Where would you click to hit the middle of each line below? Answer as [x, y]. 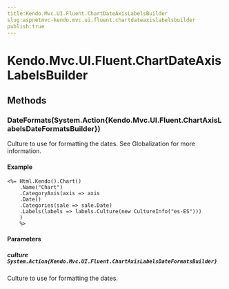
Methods [27, 100]
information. [24, 151]
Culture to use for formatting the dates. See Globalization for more [101, 144]
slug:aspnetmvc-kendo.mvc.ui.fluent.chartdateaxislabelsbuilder [101, 20]
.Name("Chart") [41, 188]
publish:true [26, 26]
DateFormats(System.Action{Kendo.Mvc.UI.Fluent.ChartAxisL [114, 120]
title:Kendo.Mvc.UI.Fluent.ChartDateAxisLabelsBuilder [88, 13]
